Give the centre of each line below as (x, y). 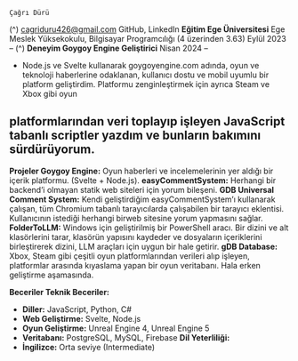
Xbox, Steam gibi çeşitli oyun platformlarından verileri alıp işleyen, (130, 256)
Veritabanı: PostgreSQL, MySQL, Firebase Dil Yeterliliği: (126, 337)
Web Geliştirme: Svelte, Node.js (81, 318)
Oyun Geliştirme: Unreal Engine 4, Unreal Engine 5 (116, 328)
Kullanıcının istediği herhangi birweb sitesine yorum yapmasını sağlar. (137, 218)
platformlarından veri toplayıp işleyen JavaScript (147, 121)
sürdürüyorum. (52, 150)
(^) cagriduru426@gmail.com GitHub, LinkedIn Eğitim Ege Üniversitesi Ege (147, 29)
